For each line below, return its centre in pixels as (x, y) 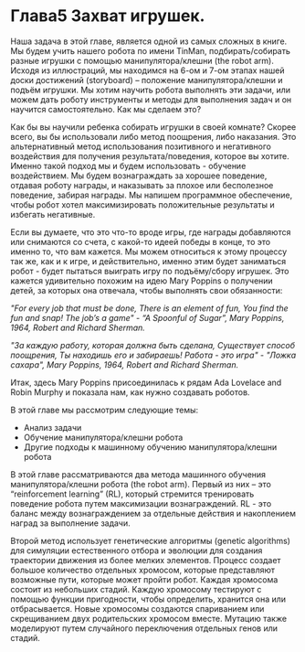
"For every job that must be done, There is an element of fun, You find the (149, 308)
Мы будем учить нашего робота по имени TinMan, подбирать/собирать (151, 50)
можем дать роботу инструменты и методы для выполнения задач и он (151, 99)
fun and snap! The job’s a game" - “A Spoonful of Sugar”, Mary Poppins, (147, 317)
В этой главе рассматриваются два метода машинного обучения (138, 474)
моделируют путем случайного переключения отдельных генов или (144, 628)
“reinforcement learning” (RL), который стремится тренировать (132, 494)
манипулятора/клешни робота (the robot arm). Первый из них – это (141, 484)
